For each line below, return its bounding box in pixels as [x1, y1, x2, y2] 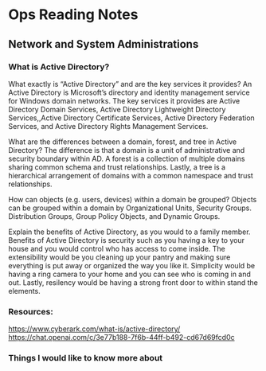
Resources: [8, 306, 53, 317]
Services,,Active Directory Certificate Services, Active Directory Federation [8, 113, 255, 123]
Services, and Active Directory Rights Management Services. [8, 121, 209, 131]
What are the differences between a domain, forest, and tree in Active [8, 137, 237, 146]
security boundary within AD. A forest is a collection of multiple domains [8, 154, 245, 163]
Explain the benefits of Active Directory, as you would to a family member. [8, 227, 251, 236]
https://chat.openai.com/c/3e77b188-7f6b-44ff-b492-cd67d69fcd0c [8, 333, 235, 342]
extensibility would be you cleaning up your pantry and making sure [8, 252, 231, 262]
